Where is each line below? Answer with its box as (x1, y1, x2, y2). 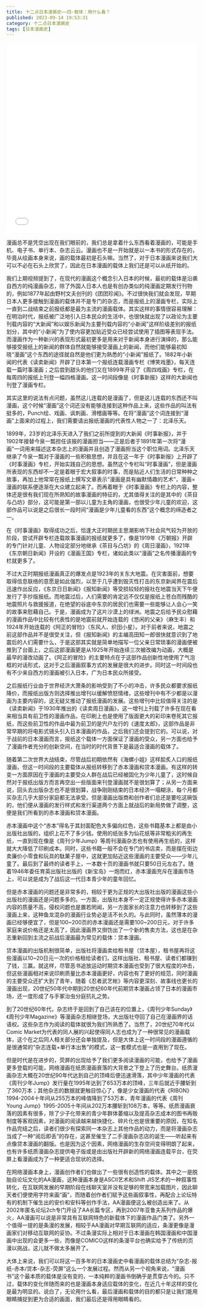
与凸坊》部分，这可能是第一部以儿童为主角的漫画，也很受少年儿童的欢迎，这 (6, 499, 198, 506)
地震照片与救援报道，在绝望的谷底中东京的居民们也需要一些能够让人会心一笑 (6, 600, 198, 608)
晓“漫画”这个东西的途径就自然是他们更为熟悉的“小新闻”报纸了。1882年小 (6, 351, 188, 358)
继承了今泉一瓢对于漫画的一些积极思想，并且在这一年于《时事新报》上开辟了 (6, 453, 198, 460)
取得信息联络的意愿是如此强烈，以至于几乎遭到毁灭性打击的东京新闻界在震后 (6, 578, 198, 585)
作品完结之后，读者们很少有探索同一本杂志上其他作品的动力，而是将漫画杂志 (6, 1125, 198, 1133)
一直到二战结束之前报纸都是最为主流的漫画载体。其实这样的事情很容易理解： (6, 305, 198, 312)
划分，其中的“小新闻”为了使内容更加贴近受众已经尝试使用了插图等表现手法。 (6, 328, 197, 336)
